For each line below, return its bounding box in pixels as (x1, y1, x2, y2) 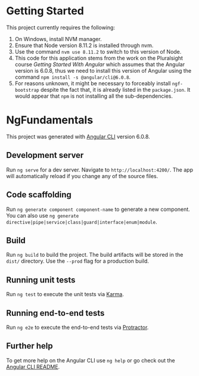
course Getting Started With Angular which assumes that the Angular (14, 61, 185, 68)
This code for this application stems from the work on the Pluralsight (14, 54, 184, 61)
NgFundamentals (6, 113, 94, 127)
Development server (6, 150, 84, 160)
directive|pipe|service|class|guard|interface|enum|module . (6, 218, 157, 225)
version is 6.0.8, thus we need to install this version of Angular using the (14, 67, 192, 74)
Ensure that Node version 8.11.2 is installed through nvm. (14, 42, 154, 49)
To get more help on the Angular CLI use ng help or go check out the (6, 356, 175, 364)
